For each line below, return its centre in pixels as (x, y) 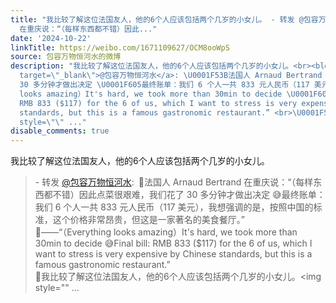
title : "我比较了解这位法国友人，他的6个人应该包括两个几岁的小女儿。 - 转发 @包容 (164, 19)
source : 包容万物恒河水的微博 (66, 57)
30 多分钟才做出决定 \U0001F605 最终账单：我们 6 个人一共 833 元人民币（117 (164, 85)
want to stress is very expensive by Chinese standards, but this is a (173, 254)
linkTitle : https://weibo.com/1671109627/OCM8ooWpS (120, 47)
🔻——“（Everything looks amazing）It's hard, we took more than (166, 232)
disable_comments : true (60, 131)
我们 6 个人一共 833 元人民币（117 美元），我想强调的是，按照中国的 (174, 207)
